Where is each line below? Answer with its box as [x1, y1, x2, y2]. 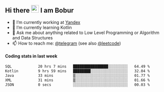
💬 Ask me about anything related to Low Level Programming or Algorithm [12, 30, 160, 36]
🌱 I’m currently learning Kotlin [12, 24, 72, 30]
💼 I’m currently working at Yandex [12, 19, 81, 25]
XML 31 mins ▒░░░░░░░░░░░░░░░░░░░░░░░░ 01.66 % [5, 77, 150, 83]
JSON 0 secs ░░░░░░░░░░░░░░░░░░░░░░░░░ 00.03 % [5, 82, 150, 87]
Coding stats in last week [5, 53, 58, 59]
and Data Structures [12, 35, 53, 40]
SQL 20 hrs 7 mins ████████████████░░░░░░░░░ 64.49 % [5, 64, 150, 69]
